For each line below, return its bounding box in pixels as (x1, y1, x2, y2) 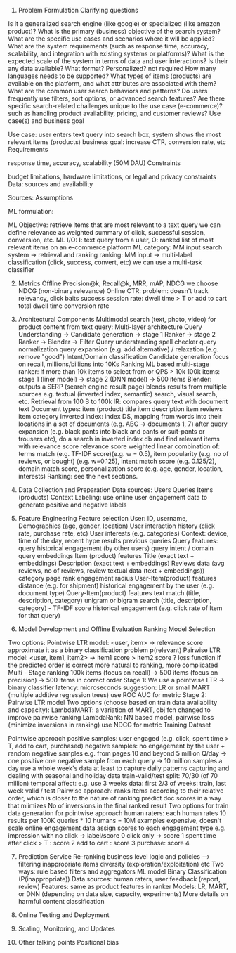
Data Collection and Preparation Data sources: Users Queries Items (18, 486, 214, 494)
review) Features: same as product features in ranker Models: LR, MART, (18, 882, 229, 890)
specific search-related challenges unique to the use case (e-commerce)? (8, 102, 223, 110)
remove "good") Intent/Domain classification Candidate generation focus (18, 353, 230, 361)
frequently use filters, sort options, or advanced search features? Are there (8, 94, 225, 103)
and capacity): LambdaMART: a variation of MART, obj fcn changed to (8, 706, 211, 714)
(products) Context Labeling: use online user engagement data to (18, 493, 208, 501)
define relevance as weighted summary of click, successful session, (8, 228, 206, 236)
